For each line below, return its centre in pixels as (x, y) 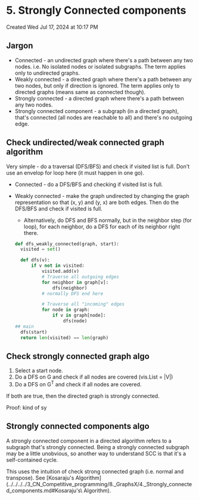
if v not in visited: (57, 266)
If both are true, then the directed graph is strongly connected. (83, 396)
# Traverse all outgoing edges (80, 277)
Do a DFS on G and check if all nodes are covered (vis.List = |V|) (94, 377)
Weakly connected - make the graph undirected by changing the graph (102, 196)
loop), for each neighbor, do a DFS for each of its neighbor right (102, 226)
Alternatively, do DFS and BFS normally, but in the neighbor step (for (108, 220)
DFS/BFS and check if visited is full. (58, 208)
